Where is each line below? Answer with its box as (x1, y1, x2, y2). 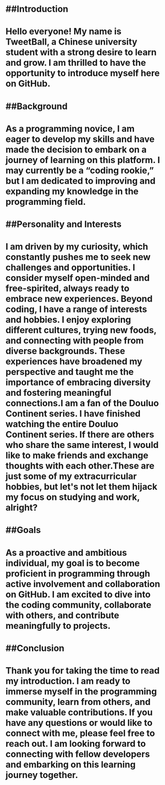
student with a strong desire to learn (5, 47, 157, 58)
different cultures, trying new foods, (5, 325, 157, 336)
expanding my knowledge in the (5, 186, 139, 197)
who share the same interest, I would (5, 440, 159, 450)
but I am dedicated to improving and (5, 175, 156, 186)
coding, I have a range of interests (5, 304, 147, 315)
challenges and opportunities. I (5, 262, 136, 273)
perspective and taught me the (5, 366, 134, 378)
